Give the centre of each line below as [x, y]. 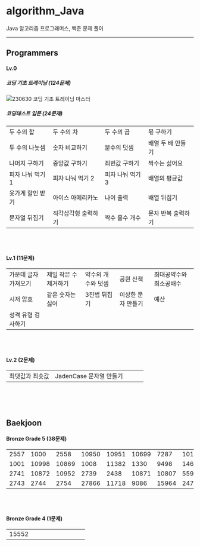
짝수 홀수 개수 [123, 217]
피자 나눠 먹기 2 [74, 178]
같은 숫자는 [61, 295]
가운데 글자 [24, 275]
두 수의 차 [65, 131]
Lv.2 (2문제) [21, 360]
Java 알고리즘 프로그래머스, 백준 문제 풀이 [55, 28]
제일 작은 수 [62, 275]
